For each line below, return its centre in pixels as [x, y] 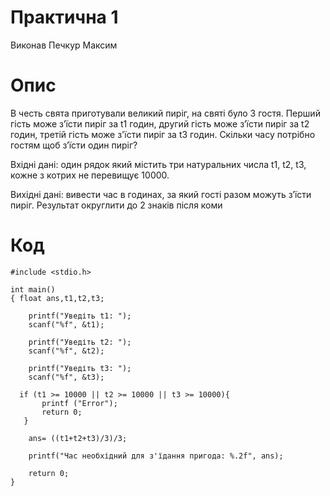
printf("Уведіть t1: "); [80, 316]
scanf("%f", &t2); [66, 351]
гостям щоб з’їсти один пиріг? [74, 145]
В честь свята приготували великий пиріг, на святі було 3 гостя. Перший [165, 113]
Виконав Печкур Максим [64, 45]
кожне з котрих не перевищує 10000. [90, 175]
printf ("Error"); [79, 403]
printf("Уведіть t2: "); [80, 342]
